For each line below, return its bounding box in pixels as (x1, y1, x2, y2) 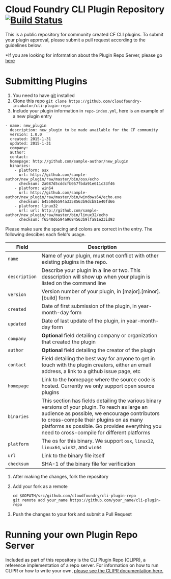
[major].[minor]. (122, 288, 161, 295)
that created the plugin (41, 338, 96, 345)
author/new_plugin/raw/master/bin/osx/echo (5, 176, 99, 182)
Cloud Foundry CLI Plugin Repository (5, 4, 165, 15)
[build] (41, 294, 58, 301)
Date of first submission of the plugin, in (41, 303, 137, 310)
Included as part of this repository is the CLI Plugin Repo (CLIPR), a (5, 557, 146, 563)
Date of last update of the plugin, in (41, 317, 126, 324)
